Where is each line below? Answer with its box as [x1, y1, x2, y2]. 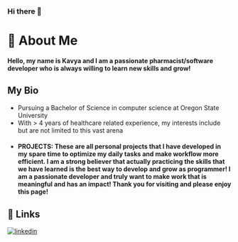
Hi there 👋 [7, 6, 43, 16]
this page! [17, 187, 48, 196]
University [17, 111, 48, 119]
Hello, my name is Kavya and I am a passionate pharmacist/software [7, 56, 214, 65]
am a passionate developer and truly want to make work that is [17, 172, 207, 181]
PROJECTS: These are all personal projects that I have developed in [17, 142, 222, 151]
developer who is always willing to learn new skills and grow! [7, 64, 191, 72]
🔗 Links [7, 208, 40, 220]
